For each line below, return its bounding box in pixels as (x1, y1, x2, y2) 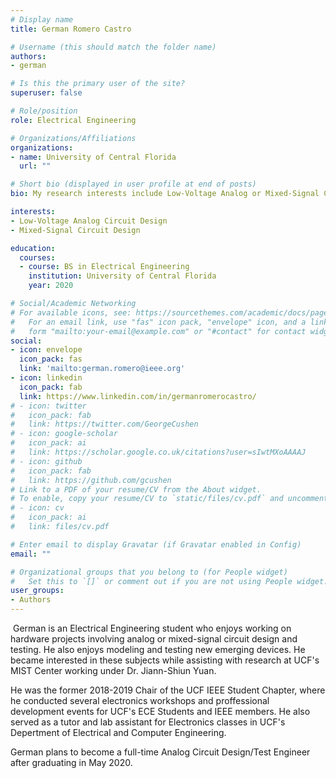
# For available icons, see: (10, 307, 132, 318)
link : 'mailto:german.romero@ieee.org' (19, 364, 186, 374)
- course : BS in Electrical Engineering (19, 262, 190, 272)
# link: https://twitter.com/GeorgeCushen (10, 419, 199, 430)
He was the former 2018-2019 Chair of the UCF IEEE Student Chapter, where (10, 684, 326, 696)
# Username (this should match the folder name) (10, 42, 217, 52)
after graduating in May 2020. (10, 757, 133, 768)
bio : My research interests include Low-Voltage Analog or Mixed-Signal (10, 189, 320, 199)
